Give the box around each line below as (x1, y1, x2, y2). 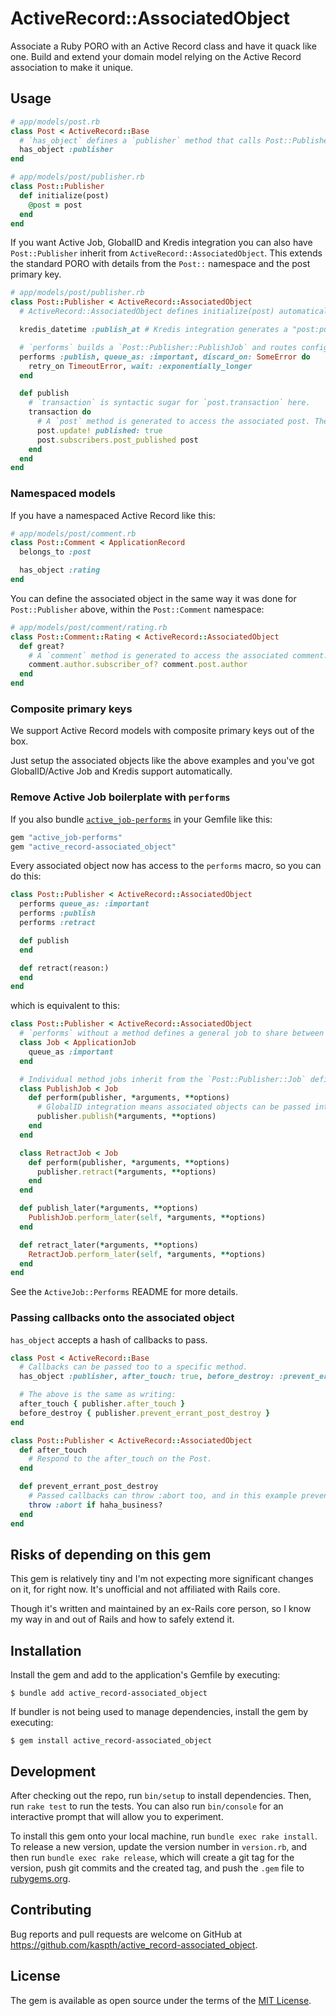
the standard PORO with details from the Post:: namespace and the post (10, 258, 311, 270)
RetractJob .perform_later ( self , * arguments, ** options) (28, 1249, 267, 1259)
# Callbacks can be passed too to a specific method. (19, 1362, 248, 1372)
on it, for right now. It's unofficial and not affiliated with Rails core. (10, 1583, 281, 1596)
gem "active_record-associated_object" (10, 842, 177, 852)
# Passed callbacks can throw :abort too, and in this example (28, 1491, 298, 1501)
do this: (10, 870, 42, 882)
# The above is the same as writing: (19, 1390, 177, 1400)
